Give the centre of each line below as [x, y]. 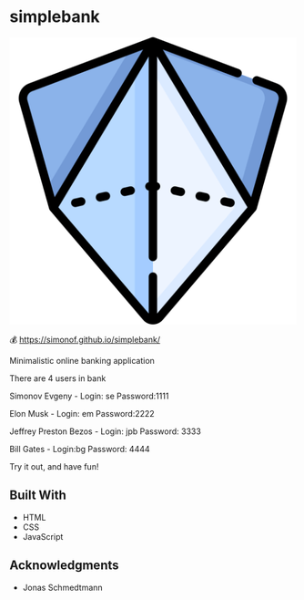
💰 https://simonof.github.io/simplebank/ [85, 339]
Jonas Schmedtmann [62, 587]
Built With [38, 496]
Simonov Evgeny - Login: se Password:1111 [89, 396]
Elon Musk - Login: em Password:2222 [82, 413]
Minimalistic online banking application [82, 360]
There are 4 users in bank [58, 378]
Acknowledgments [65, 566]
